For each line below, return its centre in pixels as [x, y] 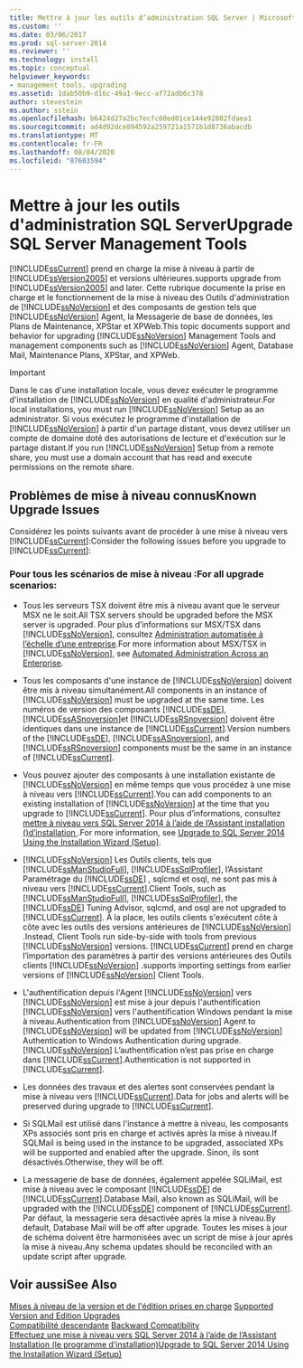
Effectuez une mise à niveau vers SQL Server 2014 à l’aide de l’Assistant [143, 1335]
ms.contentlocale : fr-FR [56, 144]
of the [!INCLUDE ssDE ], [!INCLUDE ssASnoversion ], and [126, 738]
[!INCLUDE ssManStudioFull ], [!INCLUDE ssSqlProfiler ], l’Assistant [142, 869]
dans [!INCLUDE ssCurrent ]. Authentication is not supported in [136, 1060]
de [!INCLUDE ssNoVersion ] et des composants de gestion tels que [133, 307]
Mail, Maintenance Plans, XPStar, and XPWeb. [95, 355]
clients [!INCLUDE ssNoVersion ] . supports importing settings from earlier [156, 965]
